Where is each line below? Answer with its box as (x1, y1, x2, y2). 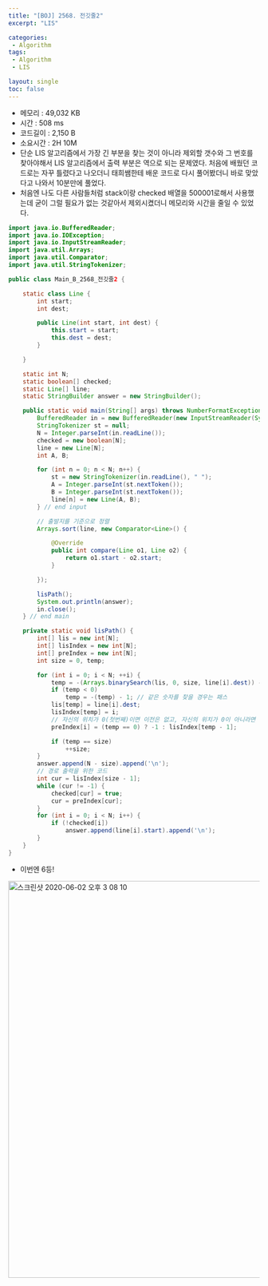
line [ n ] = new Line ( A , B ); (50, 495, 141, 503)
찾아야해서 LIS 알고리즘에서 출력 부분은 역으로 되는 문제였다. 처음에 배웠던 (19, 157, 250, 168)
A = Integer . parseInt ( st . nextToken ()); (50, 481, 183, 489)
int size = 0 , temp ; (37, 657, 105, 665)
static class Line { (22, 289, 91, 298)
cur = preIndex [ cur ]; (50, 796, 124, 805)
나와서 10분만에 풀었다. (34, 177, 106, 188)
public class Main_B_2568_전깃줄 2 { (8, 275, 125, 284)
